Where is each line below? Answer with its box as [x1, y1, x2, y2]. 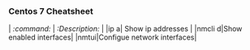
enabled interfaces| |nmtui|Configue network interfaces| [8, 32, 197, 42]
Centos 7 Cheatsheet [8, 6, 93, 17]
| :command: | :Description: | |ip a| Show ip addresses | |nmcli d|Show [8, 24, 243, 34]
